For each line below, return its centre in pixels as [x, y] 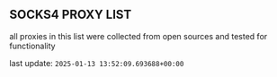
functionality [32, 46]
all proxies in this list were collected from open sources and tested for [138, 36]
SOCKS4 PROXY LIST [71, 15]
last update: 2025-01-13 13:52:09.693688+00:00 [97, 63]
